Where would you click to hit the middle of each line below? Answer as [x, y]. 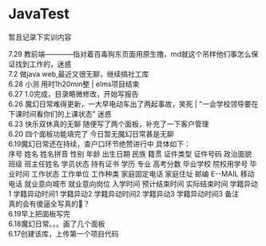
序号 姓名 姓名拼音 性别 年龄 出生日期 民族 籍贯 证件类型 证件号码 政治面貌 [130, 153]
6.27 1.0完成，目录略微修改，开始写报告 [73, 93]
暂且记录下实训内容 [40, 37]
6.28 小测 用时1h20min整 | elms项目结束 [74, 84]
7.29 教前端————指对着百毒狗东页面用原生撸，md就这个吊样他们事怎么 [130, 54]
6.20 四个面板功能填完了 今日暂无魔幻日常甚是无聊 [91, 133]
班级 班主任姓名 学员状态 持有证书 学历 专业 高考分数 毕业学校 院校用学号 [128, 164]
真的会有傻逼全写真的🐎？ [49, 204]
